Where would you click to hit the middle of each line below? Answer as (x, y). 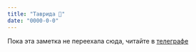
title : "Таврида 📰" (36, 14)
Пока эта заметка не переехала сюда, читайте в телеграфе (98, 41)
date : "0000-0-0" (33, 21)
